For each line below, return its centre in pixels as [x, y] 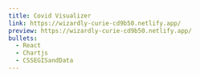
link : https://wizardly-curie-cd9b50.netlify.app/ [95, 23]
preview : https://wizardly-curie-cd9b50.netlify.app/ [100, 30]
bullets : [23, 38]
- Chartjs [32, 53]
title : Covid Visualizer [50, 16]
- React [29, 46]
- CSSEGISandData [45, 61]
